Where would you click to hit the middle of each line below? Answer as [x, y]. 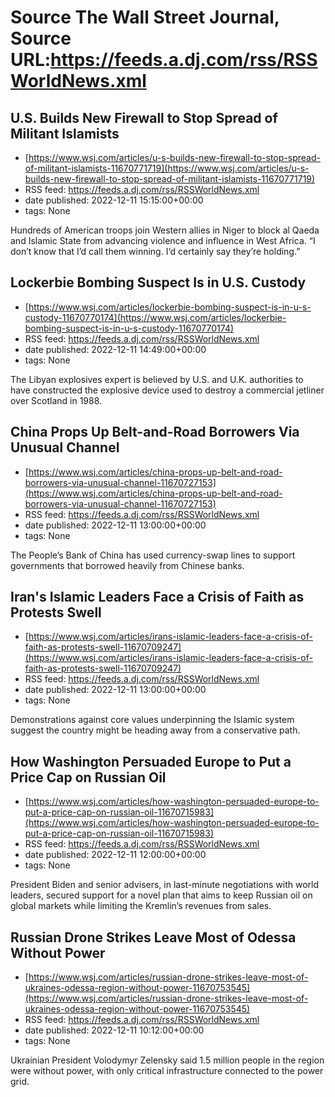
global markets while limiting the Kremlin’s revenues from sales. [141, 906]
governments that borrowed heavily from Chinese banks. [127, 565]
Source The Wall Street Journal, [145, 17]
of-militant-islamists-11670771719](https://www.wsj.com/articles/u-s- [167, 168]
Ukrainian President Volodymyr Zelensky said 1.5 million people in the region [167, 1060]
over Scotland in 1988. [56, 400]
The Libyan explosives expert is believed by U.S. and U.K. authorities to [157, 379]
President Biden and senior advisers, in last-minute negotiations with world [164, 885]
